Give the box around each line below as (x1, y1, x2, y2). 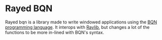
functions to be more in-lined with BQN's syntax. (5, 29, 105, 35)
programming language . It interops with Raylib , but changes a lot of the (5, 24, 150, 30)
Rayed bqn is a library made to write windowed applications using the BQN (5, 19, 157, 25)
